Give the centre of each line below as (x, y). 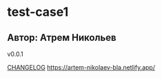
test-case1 (38, 12)
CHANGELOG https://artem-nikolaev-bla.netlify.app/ (81, 67)
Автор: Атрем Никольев (62, 38)
